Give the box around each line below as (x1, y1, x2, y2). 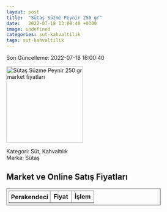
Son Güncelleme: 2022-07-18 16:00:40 (6, 54, 105, 61)
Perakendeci (11, 192, 49, 201)
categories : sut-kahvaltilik (6, 32, 81, 38)
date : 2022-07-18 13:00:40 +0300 (6, 20, 97, 26)
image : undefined (6, 26, 51, 32)
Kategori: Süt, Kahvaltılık (6, 148, 69, 155)
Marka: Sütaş (6, 154, 40, 161)
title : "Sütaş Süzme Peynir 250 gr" (6, 15, 103, 21)
